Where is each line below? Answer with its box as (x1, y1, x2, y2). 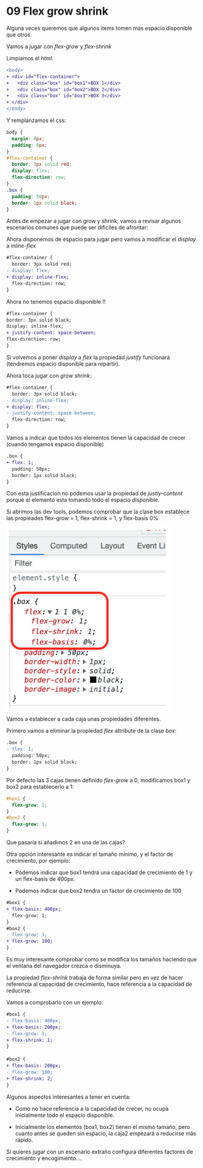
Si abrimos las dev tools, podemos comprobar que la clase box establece (6, 508, 190, 516)
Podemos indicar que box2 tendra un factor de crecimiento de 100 (15, 887, 182, 894)
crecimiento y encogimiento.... (6, 1154, 83, 1162)
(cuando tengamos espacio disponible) (6, 441, 105, 448)
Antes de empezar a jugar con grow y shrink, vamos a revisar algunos (6, 218, 181, 225)
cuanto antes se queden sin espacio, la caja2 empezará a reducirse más (15, 1130, 196, 1137)
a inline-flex (6, 242, 36, 249)
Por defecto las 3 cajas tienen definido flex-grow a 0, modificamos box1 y (6, 776, 190, 784)
